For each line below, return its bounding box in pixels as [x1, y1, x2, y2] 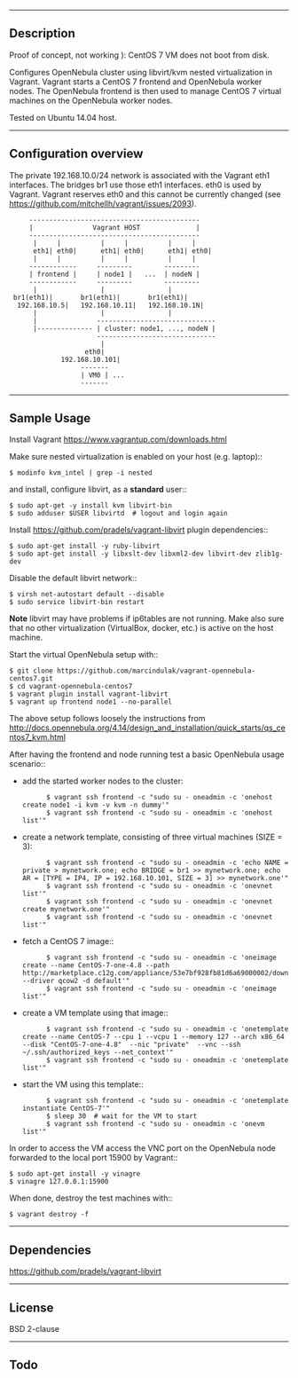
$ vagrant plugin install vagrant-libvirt [9, 689, 169, 699]
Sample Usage [9, 411, 91, 426]
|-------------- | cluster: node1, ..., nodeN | [32, 324, 216, 333]
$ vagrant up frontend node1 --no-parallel [9, 697, 173, 706]
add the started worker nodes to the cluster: [21, 776, 184, 786]
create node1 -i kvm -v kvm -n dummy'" [21, 800, 170, 810]
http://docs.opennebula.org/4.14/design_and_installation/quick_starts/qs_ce [9, 722, 286, 733]
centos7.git [9, 674, 53, 683]
